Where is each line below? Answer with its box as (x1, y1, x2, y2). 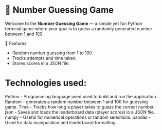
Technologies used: (5, 78, 87, 88)
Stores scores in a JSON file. (12, 60, 70, 66)
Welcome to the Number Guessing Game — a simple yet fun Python (5, 21, 143, 26)
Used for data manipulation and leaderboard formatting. (5, 119, 117, 125)
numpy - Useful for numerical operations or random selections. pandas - (5, 114, 151, 120)
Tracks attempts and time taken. (12, 55, 77, 61)
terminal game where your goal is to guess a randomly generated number (5, 25, 153, 31)
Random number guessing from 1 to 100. (12, 50, 93, 56)
